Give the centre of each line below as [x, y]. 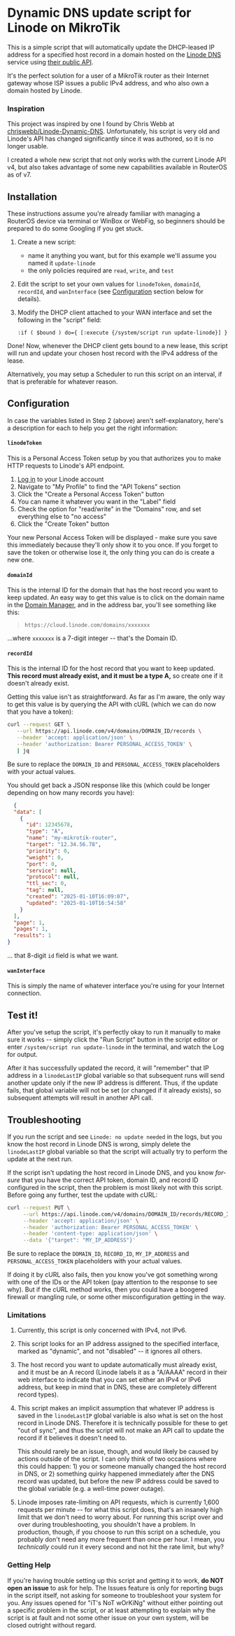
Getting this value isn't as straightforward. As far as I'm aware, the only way [116, 697]
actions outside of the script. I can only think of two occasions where [117, 1459]
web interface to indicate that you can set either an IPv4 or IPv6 [109, 1380]
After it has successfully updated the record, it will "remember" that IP [108, 1068]
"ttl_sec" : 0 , [47, 884]
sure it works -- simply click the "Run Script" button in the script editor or [113, 1040]
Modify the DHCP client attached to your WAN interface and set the [114, 312]
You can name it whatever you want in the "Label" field [97, 501]
